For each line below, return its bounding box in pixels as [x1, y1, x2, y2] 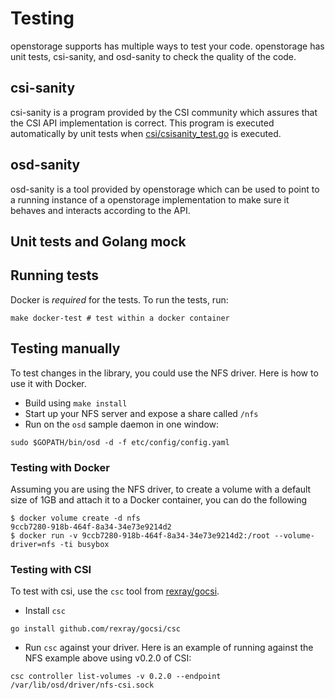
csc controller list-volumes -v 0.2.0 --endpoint [10, 672, 222, 682]
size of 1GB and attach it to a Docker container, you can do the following [10, 493, 308, 506]
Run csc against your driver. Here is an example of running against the [24, 642, 314, 654]
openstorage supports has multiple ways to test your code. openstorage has [10, 40, 325, 52]
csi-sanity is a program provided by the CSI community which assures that [10, 106, 318, 118]
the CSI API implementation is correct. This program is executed [10, 117, 275, 129]
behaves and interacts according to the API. [10, 204, 191, 216]
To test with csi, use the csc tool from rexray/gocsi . [10, 585, 220, 597]
